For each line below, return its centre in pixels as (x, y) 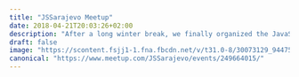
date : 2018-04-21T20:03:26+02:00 (71, 26)
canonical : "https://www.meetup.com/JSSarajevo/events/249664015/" (137, 58)
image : (21, 50)
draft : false (33, 42)
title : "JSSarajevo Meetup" (61, 17)
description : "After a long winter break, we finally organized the (139, 34)
